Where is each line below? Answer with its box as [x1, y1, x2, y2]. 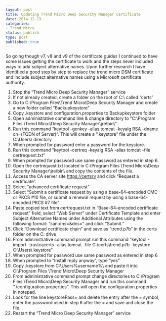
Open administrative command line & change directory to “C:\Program [12, 115, 156, 121]
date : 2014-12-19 [5, 16, 41, 21]
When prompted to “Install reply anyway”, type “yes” [12, 257, 120, 263]
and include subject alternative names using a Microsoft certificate [5, 74, 142, 80]
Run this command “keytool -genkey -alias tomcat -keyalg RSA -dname [12, 126, 159, 132]
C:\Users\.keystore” [12, 247, 53, 253]
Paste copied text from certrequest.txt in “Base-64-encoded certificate [12, 205, 158, 211]
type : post [5, 35, 28, 40]
